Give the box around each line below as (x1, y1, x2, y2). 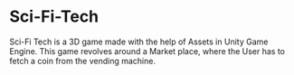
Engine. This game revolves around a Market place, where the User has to (9, 45, 285, 56)
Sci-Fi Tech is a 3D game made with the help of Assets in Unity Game (9, 36, 269, 47)
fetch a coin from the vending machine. (9, 55, 156, 66)
